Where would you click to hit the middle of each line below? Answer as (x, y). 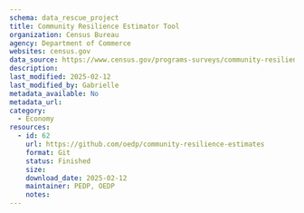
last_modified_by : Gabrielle (64, 85)
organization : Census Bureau (64, 34)
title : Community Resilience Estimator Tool (95, 26)
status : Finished (58, 161)
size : (36, 169)
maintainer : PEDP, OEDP (71, 187)
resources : (30, 128)
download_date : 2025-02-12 (76, 178)
